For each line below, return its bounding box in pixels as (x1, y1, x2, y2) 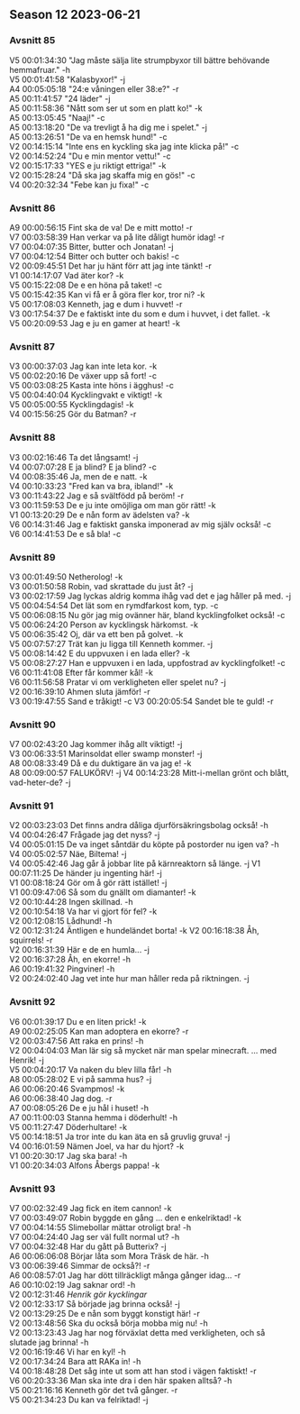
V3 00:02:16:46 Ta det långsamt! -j (9, 452, 139, 462)
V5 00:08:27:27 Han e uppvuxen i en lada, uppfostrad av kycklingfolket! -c (9, 657, 286, 668)
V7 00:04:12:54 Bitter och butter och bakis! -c (9, 251, 180, 261)
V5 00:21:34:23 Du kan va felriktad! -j (9, 1394, 149, 1405)
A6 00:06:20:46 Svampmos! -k (9, 1083, 125, 1094)
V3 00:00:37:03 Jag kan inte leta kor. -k (9, 360, 158, 372)
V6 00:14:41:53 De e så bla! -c (9, 528, 122, 539)
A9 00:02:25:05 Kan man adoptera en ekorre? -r (9, 1026, 189, 1036)
